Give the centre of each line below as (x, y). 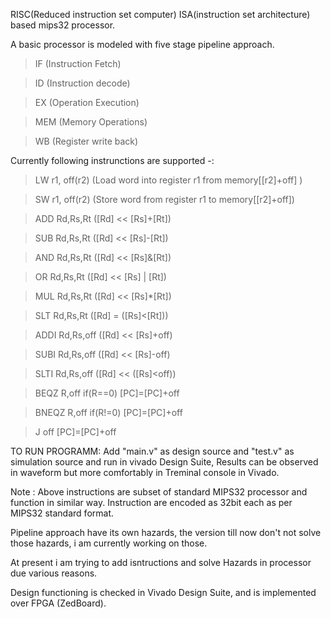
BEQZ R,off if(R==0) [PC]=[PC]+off (107, 393)
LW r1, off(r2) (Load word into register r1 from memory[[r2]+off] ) (168, 180)
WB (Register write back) (86, 141)
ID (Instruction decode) (82, 83)
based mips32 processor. (63, 25)
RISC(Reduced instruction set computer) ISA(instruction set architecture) (160, 14)
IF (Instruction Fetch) (78, 63)
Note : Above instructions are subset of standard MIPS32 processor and (159, 492)
